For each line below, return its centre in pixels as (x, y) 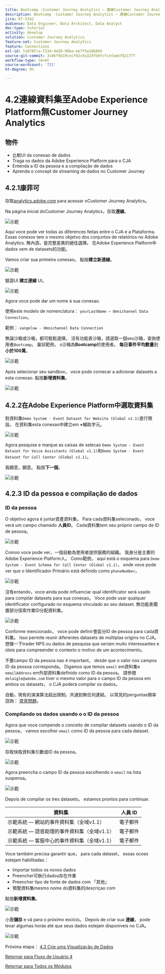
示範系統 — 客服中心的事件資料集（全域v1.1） (61, 841)
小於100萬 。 (18, 350)
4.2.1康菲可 (22, 188)
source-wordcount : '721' (31, 65)
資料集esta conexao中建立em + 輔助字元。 (62, 424)
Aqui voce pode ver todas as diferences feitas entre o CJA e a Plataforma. (80, 232)
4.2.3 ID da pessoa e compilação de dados (71, 494)
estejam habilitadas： (27, 860)
